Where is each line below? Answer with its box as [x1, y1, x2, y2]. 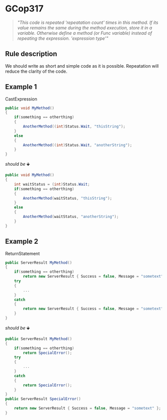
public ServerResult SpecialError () [5, 397, 81, 402]
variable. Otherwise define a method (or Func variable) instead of [17, 30, 153, 36]
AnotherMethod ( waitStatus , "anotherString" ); [23, 214, 119, 219]
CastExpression [5, 96, 37, 102]
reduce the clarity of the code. [5, 68, 68, 74]
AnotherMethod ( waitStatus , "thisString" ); [23, 196, 112, 201]
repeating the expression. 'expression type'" [17, 35, 108, 41]
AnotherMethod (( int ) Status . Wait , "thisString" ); [23, 124, 126, 129]
